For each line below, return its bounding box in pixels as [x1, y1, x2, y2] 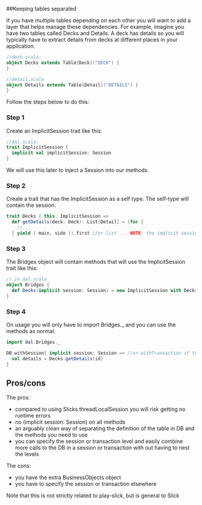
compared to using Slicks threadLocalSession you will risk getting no [14, 405, 186, 413]
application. [6, 42, 35, 49]
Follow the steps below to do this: [6, 98, 90, 106]
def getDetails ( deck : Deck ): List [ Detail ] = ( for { [11, 219, 144, 225]
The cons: [6, 462, 31, 469]
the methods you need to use [14, 431, 88, 439]
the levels [14, 451, 39, 458]
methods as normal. [6, 327, 56, 334]
